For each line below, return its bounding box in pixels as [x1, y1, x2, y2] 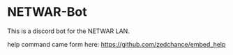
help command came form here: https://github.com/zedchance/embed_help [7, 40, 226, 48]
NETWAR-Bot [7, 4, 87, 20]
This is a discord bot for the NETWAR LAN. [7, 27, 130, 35]
